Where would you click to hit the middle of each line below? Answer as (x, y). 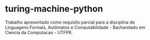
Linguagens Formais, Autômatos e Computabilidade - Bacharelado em (75, 27)
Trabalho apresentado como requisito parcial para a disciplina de (70, 22)
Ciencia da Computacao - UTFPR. (39, 32)
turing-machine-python (54, 9)
